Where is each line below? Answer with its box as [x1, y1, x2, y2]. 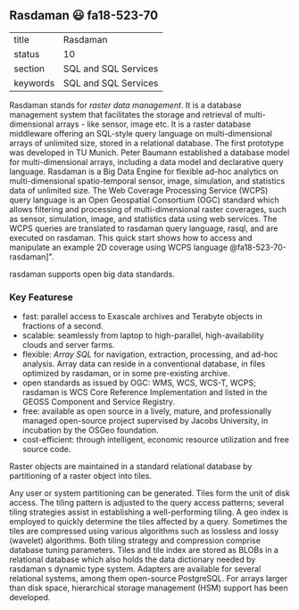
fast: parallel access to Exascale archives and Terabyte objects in [21, 311, 263, 322]
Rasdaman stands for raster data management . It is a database [9, 99, 242, 111]
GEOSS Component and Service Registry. [21, 397, 176, 408]
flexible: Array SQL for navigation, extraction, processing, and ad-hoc [21, 349, 278, 360]
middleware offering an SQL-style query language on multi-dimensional [9, 128, 272, 138]
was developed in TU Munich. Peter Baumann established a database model [9, 147, 290, 158]
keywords [13, 77, 55, 89]
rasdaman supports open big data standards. [9, 268, 176, 279]
